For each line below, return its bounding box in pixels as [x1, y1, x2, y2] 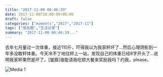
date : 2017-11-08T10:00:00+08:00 [5, 12, 74, 17]
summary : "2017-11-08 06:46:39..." [5, 30, 78, 35]
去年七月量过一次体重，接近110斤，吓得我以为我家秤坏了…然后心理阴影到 [5, 44, 154, 50]
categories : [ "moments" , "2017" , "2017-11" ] [5, 21, 94, 26]
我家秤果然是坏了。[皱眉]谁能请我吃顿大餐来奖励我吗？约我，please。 [9, 57, 151, 62]
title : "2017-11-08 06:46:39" [5, 7, 67, 12]
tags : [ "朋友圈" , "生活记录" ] [5, 26, 60, 31]
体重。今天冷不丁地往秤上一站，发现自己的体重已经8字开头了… [26, 50, 154, 56]
